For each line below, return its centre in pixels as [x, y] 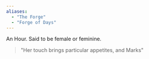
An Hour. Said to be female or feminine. [54, 39]
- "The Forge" [29, 17]
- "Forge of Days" [34, 22]
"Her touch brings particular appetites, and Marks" [82, 50]
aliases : [17, 11]
